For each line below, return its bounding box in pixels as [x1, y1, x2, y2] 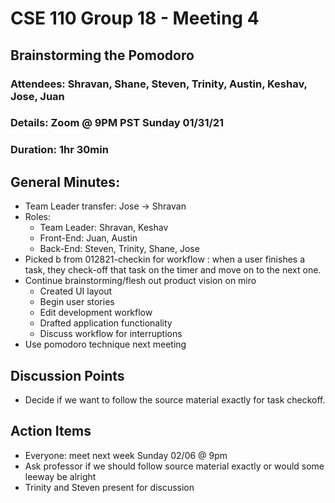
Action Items [10, 423, 92, 440]
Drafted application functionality [39, 317, 173, 329]
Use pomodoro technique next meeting [24, 338, 187, 351]
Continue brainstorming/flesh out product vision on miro [24, 275, 257, 287]
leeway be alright [24, 470, 97, 482]
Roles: [24, 211, 51, 223]
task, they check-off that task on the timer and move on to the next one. [24, 264, 322, 276]
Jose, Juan [10, 89, 65, 103]
